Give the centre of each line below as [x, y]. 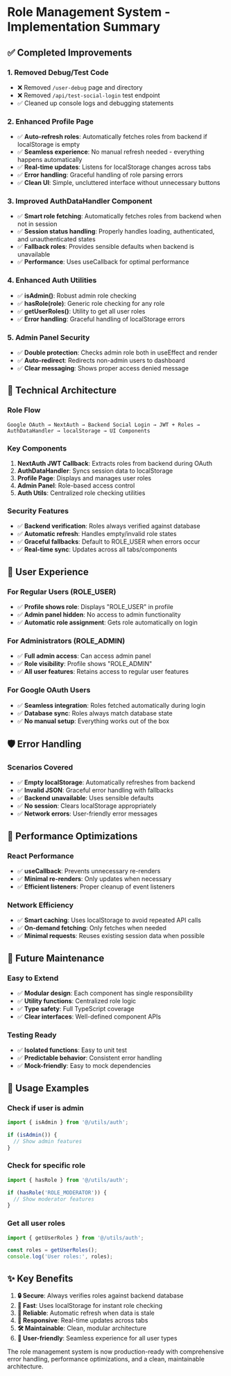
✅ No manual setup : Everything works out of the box [93, 721]
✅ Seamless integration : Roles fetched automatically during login [111, 705]
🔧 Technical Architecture [62, 390]
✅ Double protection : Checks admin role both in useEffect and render [117, 353]
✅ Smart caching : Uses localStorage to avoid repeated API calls [109, 920]
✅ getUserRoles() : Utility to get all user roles [81, 311]
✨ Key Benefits [40, 1278]
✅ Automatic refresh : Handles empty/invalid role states [97, 534]
